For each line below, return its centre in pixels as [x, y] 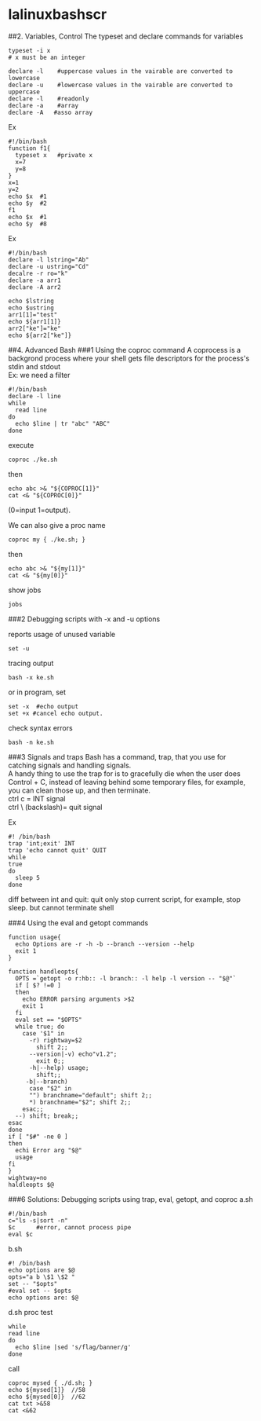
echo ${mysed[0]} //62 [47, 1397]
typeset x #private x [54, 155]
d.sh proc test [31, 1312]
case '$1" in [43, 1033]
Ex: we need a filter [39, 375]
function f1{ [29, 148]
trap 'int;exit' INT [42, 843]
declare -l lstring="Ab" [49, 260]
